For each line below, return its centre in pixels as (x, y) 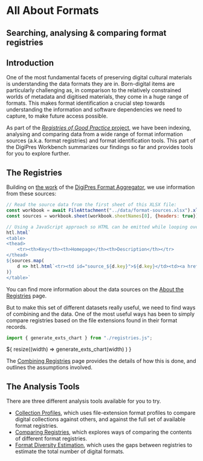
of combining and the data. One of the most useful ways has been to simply (101, 314)
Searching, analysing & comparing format (86, 33)
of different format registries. (51, 439)
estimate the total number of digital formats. (70, 451)
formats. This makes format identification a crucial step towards (85, 103)
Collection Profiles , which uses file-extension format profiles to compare (105, 413)
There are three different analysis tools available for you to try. (84, 401)
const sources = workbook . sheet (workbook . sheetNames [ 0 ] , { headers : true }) (102, 216)
